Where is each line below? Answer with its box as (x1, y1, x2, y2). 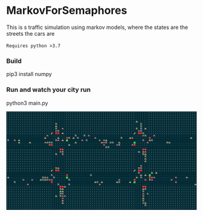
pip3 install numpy (6, 71, 53, 78)
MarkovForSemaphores (6, 4, 127, 17)
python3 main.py (6, 99, 48, 106)
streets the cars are (6, 30, 55, 37)
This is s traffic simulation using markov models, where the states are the (6, 24, 188, 31)
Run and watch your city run (6, 86, 91, 94)
